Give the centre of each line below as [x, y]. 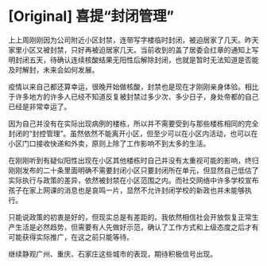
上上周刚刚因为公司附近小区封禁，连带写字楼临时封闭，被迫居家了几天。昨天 [133, 40]
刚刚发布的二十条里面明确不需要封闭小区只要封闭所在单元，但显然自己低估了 [133, 170]
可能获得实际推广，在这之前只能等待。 [71, 237]
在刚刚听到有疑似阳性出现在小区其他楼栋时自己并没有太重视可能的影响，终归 [133, 160]
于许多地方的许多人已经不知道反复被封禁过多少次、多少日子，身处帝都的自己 [133, 96]
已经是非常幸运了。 [40, 106]
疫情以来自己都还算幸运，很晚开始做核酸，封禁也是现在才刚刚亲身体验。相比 [133, 86]
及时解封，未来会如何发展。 [54, 69]
